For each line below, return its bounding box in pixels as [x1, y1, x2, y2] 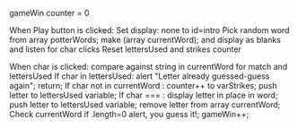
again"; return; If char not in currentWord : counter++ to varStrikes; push [9, 81, 277, 90]
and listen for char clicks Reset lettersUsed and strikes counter [9, 44, 242, 55]
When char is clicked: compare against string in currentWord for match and [9, 62, 288, 72]
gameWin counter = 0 [9, 8, 90, 18]
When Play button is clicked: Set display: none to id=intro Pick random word [9, 25, 290, 35]
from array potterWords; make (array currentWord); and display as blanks [9, 35, 281, 45]
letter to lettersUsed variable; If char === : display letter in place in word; [9, 90, 278, 100]
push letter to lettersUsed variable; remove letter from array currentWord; [9, 99, 281, 110]
